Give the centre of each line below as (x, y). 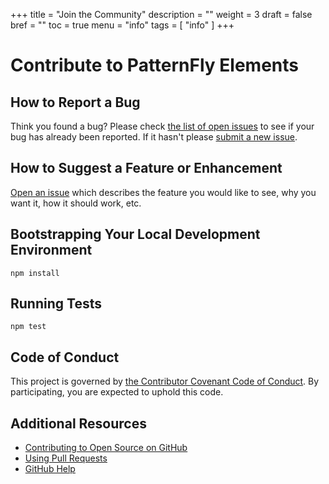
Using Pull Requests (66, 458)
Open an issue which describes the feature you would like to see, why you (163, 192)
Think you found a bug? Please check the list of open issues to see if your (162, 126)
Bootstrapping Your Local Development (135, 234)
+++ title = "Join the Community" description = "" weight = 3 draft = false (161, 14)
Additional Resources (78, 423)
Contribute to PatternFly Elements (155, 65)
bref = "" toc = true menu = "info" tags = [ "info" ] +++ (122, 25)
